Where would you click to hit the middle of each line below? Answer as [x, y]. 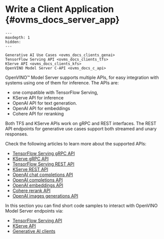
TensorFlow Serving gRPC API [43, 153]
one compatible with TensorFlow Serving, [55, 92]
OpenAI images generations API [45, 195]
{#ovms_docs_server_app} [62, 20]
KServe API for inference [38, 97]
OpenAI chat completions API [43, 174]
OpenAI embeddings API [38, 185]
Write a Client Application [59, 9]
